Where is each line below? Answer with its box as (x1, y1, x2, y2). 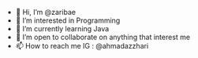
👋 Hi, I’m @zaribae (15, 8, 77, 16)
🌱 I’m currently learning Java (15, 24, 110, 33)
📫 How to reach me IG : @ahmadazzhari (15, 42, 149, 50)
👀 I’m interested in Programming (15, 16, 121, 25)
